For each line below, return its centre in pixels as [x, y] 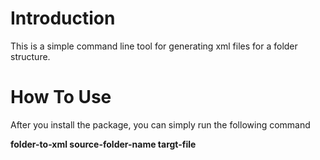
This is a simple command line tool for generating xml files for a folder [154, 46]
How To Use [61, 97]
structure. [30, 56]
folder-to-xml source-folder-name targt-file [103, 144]
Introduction [63, 18]
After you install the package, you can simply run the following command [160, 124]
